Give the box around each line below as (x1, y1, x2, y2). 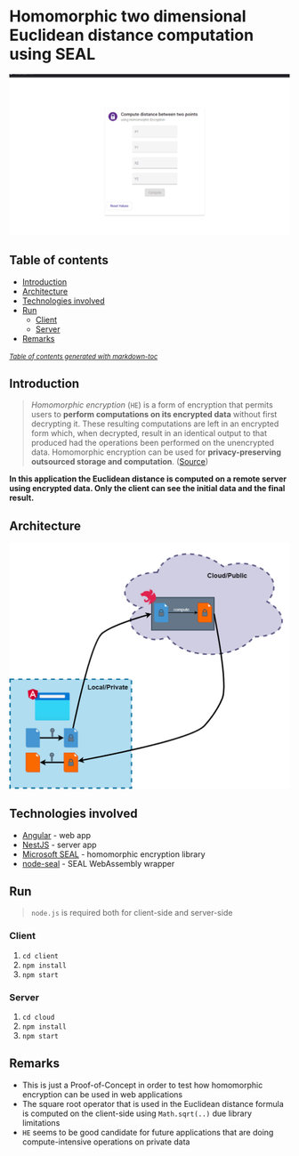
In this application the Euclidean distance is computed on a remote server (9, 473, 287, 484)
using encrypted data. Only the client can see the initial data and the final (9, 483, 286, 494)
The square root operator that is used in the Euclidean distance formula (21, 1098, 285, 1109)
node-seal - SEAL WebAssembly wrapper (21, 858, 175, 869)
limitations (21, 1117, 61, 1128)
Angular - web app (21, 829, 92, 840)
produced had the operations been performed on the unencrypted (30, 438, 274, 449)
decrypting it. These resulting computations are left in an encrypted (30, 418, 279, 429)
